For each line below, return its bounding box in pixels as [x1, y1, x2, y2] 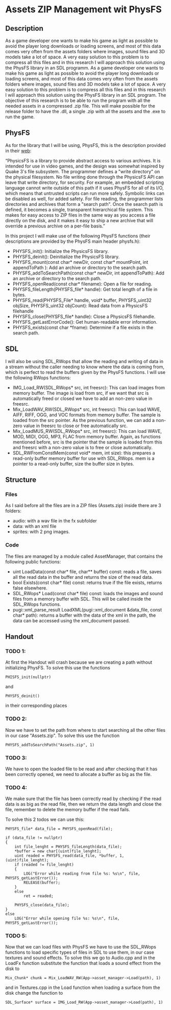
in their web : [5, 148, 32, 154]
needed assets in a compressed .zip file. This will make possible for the [5, 103, 156, 109]
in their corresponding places [5, 703, 67, 709]
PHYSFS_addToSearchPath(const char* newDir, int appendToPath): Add [12, 270, 165, 276]
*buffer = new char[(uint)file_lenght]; [14, 849, 102, 854]
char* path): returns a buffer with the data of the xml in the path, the [12, 612, 156, 618]
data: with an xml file [12, 523, 57, 530]
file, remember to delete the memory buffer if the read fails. [5, 807, 130, 813]
